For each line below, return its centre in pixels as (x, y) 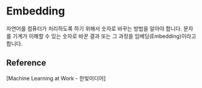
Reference (26, 63)
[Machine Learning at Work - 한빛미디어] (56, 78)
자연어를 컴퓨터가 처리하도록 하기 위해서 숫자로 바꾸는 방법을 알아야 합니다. (94, 28)
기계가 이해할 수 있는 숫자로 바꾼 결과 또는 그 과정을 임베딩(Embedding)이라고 (104, 36)
